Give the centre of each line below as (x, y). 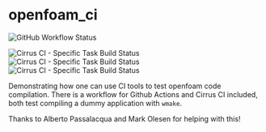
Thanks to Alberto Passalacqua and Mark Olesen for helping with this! (125, 118)
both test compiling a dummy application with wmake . (95, 103)
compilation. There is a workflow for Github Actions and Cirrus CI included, (133, 94)
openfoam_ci (53, 15)
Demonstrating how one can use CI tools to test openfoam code (115, 86)
